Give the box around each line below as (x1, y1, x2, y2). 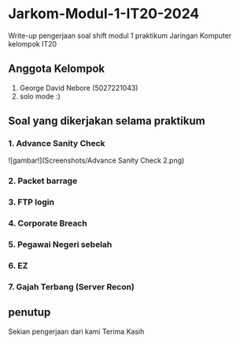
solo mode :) (19, 92, 61, 101)
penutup (8, 305, 51, 320)
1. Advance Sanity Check (8, 138, 105, 149)
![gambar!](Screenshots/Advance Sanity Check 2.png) (8, 155, 185, 166)
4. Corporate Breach (8, 218, 88, 229)
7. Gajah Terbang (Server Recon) (8, 281, 135, 292)
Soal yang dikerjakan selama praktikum (8, 114, 206, 128)
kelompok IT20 (8, 39, 57, 48)
